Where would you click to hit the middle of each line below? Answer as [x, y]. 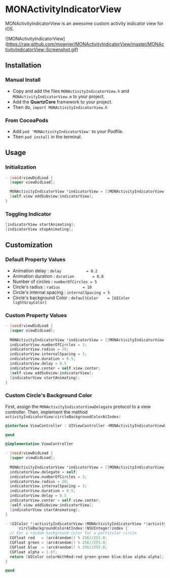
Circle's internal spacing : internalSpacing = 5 [61, 292]
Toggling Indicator [28, 214]
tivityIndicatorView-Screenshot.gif [41, 49]
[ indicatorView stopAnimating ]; [39, 230]
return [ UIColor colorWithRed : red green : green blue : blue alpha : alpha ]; [87, 557]
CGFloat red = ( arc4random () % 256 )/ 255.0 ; [59, 538]
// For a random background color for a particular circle [73, 533]
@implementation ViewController [39, 444]
